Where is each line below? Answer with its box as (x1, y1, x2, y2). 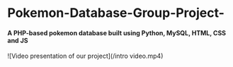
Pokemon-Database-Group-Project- (7, 5, 225, 21)
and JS (7, 36, 28, 44)
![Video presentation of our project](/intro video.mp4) (7, 51, 164, 61)
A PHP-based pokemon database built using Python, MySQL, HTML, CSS (7, 28, 227, 37)
